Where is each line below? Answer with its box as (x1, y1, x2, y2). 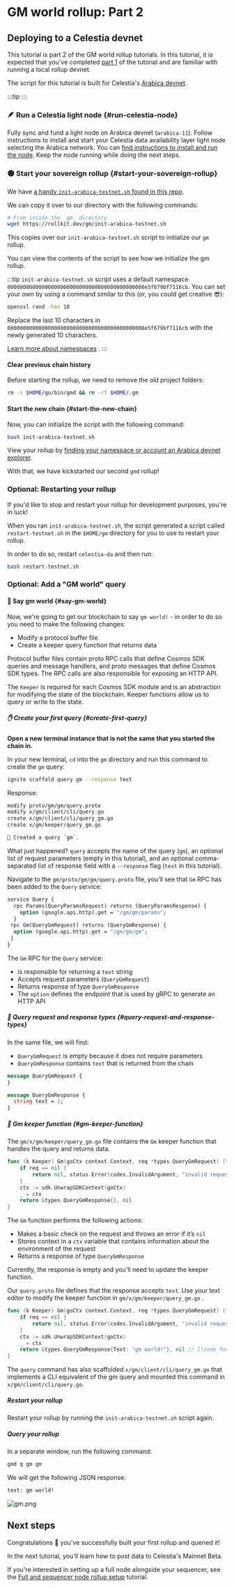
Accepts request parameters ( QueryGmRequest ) (17, 975, 150, 983)
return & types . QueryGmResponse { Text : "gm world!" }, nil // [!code (19, 1346, 217, 1354)
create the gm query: (7, 762, 65, 771)
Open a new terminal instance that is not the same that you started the (7, 734, 215, 742)
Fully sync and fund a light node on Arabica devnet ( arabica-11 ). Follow (7, 128, 213, 137)
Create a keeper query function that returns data (17, 641, 157, 649)
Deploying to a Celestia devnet (7, 32, 143, 44)
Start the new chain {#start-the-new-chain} (7, 404, 137, 412)
